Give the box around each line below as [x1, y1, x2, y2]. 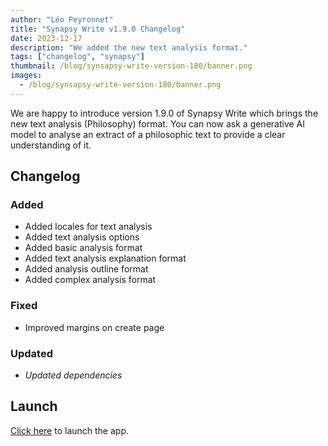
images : [10, 71, 43, 81]
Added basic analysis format [24, 242, 143, 254]
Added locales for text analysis [24, 221, 153, 233]
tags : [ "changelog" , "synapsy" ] [10, 52, 145, 62]
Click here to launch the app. [10, 424, 130, 436]
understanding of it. [10, 139, 92, 151]
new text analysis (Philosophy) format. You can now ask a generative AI [10, 117, 306, 130]
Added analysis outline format [24, 263, 149, 275]
